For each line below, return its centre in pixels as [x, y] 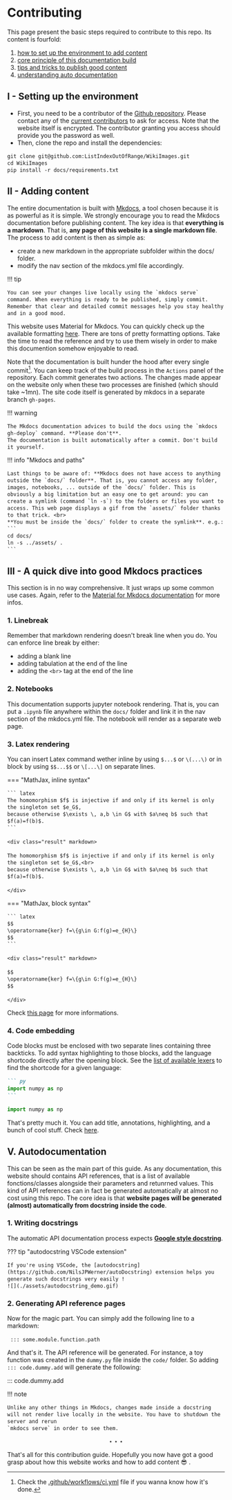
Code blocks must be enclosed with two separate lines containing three [109, 1046]
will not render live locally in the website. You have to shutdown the [114, 1415]
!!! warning [22, 413]
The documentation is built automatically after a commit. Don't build [112, 440]
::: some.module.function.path [55, 1340]
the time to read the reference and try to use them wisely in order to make [112, 341]
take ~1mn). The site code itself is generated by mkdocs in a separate [106, 392]
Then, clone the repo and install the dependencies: [89, 143]
